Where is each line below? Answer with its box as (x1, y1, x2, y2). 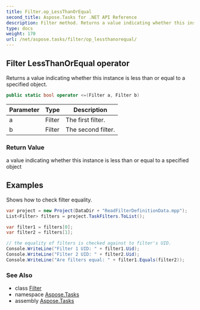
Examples (6, 180, 43, 191)
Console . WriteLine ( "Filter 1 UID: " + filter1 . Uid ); (6, 246, 140, 252)
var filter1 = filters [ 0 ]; (6, 224, 73, 230)
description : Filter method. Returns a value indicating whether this (6, 20, 185, 26)
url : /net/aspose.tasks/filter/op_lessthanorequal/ (6, 36, 137, 42)
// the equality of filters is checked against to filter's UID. (6, 240, 171, 246)
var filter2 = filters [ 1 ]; (6, 230, 73, 235)
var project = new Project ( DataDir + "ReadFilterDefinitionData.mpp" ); (6, 207, 187, 213)
